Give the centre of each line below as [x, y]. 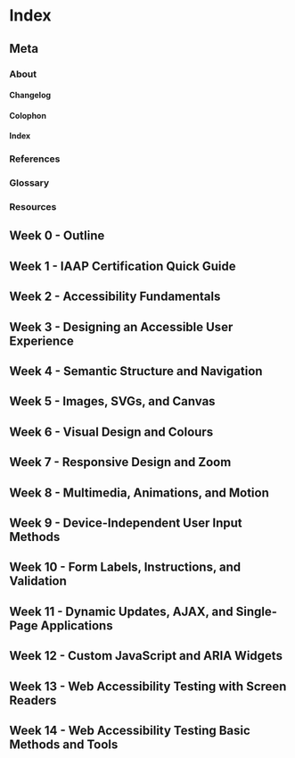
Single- [257, 611]
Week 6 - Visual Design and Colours [111, 432]
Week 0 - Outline [57, 236]
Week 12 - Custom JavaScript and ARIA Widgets [146, 656]
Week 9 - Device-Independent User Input [126, 523]
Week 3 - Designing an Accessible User [121, 327]
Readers [33, 700]
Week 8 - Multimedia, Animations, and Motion [139, 492]
